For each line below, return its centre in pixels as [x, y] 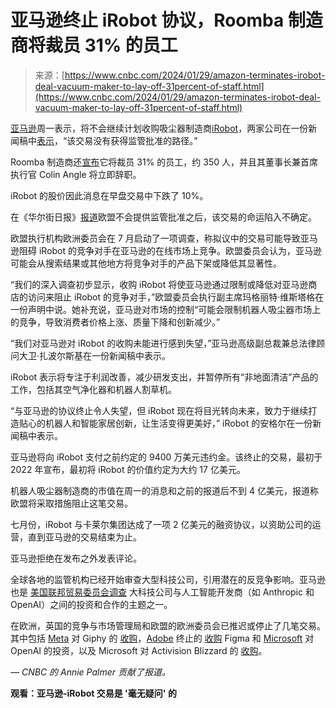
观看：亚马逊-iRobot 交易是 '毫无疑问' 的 [93, 693]
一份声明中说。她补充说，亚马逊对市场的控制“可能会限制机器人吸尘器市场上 [166, 309]
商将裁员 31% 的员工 [94, 45]
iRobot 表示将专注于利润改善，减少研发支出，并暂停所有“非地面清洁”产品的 [164, 377]
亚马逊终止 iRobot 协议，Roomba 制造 [166, 20]
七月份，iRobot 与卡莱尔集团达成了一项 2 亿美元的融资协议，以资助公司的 [161, 524]
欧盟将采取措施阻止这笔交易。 [71, 503]
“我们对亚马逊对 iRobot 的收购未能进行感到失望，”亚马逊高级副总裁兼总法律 [163, 343]
